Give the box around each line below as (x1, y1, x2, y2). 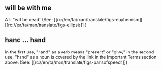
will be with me (5, 4, 52, 12)
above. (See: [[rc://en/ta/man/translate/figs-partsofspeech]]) (5, 59, 128, 65)
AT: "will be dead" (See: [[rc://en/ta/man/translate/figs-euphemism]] (5, 17, 142, 22)
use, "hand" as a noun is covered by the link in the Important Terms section (5, 54, 157, 60)
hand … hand (5, 36, 46, 44)
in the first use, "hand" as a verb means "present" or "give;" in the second (5, 49, 154, 55)
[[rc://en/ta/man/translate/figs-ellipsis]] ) (5, 22, 87, 28)
